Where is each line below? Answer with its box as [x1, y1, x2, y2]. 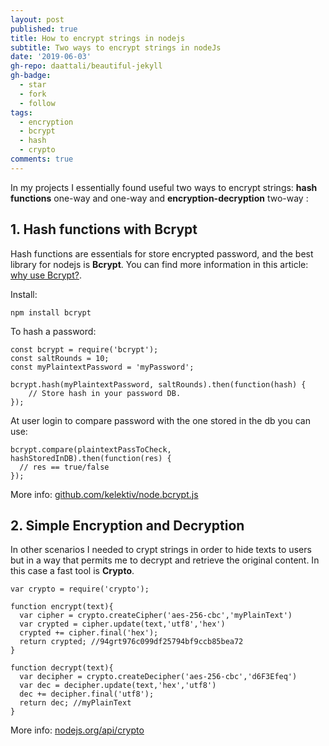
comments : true [10, 154, 74, 164]
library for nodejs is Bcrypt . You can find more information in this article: [10, 258, 309, 270]
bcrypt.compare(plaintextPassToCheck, [10, 444, 172, 455]
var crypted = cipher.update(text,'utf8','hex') [19, 619, 226, 630]
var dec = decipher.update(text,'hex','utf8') [19, 681, 217, 691]
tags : [10, 107, 33, 118]
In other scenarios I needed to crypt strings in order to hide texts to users [10, 544, 312, 556]
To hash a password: [10, 325, 97, 337]
